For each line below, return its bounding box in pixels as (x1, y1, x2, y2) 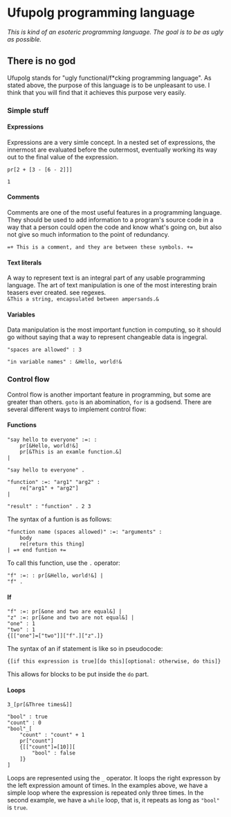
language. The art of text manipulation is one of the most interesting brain (7, 281, 217, 289)
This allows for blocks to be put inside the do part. (7, 670, 149, 679)
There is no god (7, 55, 76, 67)
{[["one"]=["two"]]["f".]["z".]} (7, 632, 104, 640)
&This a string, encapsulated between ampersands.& (7, 296, 159, 303)
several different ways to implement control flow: (7, 405, 147, 413)
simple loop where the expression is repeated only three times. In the (7, 789, 204, 797)
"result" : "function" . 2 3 (7, 503, 91, 510)
